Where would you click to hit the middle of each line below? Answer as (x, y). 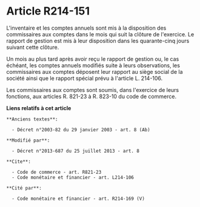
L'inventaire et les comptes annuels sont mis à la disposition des (86, 28)
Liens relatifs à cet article (39, 108)
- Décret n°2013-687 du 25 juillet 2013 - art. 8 (75, 151)
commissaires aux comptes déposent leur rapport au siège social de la (95, 71)
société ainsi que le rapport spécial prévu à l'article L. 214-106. (85, 78)
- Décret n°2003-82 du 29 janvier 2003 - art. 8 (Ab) (81, 130)
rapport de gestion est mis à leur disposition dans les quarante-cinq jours (98, 41)
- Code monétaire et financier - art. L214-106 (73, 177)
